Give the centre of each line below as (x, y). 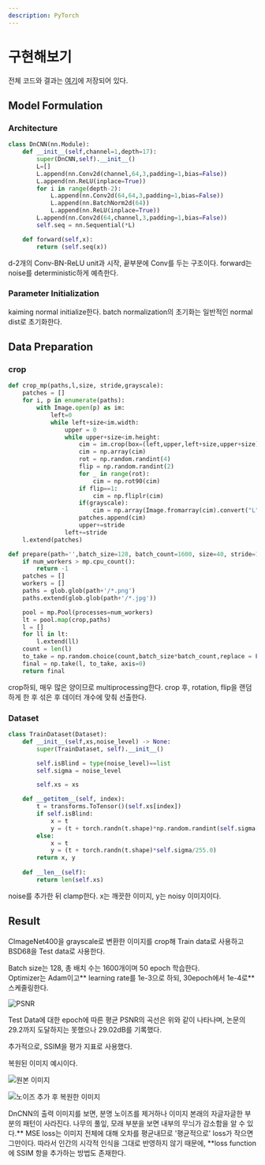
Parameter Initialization (54, 294)
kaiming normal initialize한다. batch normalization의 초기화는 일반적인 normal (131, 312)
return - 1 (52, 569)
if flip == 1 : (98, 489)
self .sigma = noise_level (79, 770)
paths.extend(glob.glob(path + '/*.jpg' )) (90, 598)
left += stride (86, 532)
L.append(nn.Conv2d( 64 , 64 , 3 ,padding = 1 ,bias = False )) (137, 196)
